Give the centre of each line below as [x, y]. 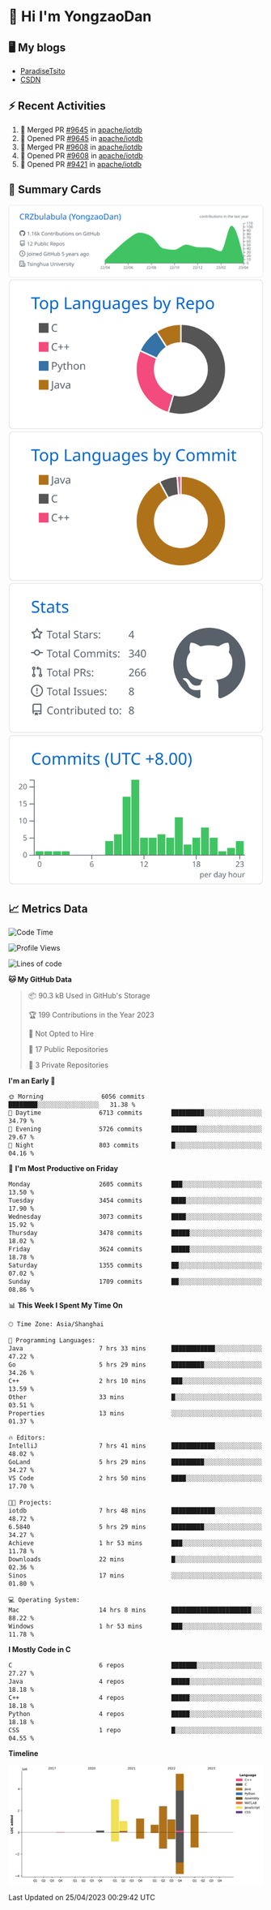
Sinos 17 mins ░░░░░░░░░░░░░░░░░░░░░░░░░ [135, 1576]
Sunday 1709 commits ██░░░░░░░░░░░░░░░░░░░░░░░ [135, 1282]
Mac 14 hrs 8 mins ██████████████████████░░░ [135, 1610]
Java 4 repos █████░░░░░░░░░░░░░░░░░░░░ [135, 1682]
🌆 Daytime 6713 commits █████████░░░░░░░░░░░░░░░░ [135, 1113]
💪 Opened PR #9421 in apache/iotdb [80, 164]
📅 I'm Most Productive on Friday [64, 1169]
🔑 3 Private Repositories [68, 1065]
